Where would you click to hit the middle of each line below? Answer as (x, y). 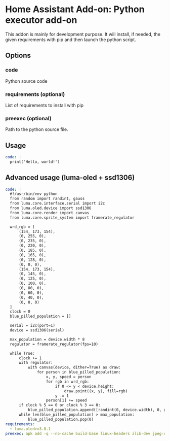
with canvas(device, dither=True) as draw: (74, 367)
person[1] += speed (66, 400)
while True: (23, 353)
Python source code (26, 81)
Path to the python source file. (37, 129)
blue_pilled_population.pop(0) (61, 419)
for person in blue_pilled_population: (79, 372)
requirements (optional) (35, 94)
